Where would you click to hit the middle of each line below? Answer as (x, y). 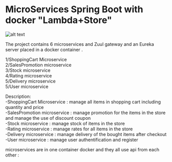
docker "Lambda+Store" (59, 20)
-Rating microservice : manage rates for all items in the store (69, 129)
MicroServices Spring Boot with (74, 9)
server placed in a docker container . (44, 49)
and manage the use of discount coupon (48, 118)
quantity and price (25, 107)
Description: (18, 96)
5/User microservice (27, 86)
